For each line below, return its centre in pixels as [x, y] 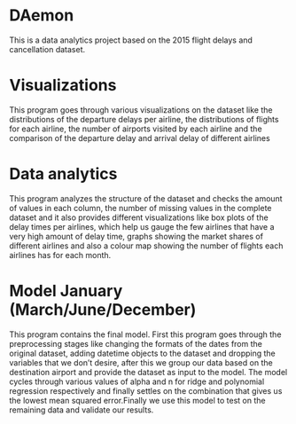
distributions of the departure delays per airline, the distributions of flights [144, 119]
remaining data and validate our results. [82, 410]
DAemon [42, 16]
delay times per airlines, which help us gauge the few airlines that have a [142, 226]
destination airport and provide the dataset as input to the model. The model [148, 372]
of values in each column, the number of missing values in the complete [140, 208]
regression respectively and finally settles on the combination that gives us [146, 390]
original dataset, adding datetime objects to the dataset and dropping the [143, 353]
